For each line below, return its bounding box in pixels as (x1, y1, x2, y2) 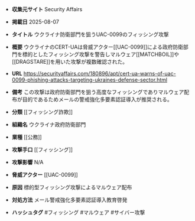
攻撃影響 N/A (11, 159, 44, 165)
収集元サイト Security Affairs (11, 6, 83, 12)
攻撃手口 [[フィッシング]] (11, 146, 73, 153)
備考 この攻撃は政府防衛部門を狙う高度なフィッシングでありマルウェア (11, 89, 184, 95)
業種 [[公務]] (11, 134, 43, 141)
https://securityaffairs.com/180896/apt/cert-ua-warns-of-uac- (23, 70, 176, 77)
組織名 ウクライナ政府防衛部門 (11, 121, 86, 128)
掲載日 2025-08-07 (11, 18, 59, 25)
